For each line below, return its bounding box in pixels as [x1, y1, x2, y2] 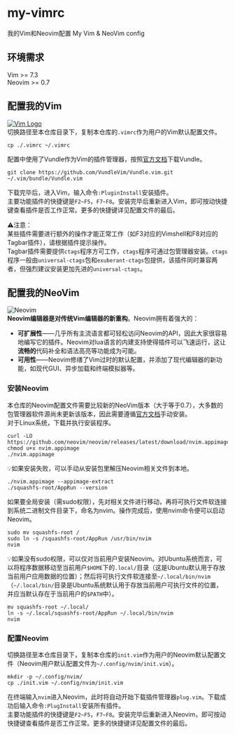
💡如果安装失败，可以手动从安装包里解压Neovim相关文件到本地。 [7, 464, 194, 472]
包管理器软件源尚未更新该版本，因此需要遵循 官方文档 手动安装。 [7, 409, 191, 418]
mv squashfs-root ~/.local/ [7, 603, 90, 610]
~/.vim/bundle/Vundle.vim [7, 175, 83, 182]
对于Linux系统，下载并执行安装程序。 [7, 418, 115, 427]
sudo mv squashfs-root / [7, 528, 80, 536]
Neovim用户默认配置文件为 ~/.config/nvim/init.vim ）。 [19, 659, 178, 667]
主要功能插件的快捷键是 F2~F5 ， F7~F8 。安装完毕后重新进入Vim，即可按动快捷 [7, 196, 227, 205]
